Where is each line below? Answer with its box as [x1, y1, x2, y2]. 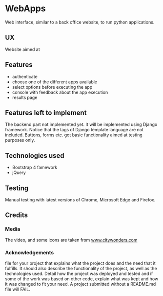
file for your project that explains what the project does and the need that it [5, 260, 156, 266]
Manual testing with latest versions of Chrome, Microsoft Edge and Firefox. [5, 197, 156, 202]
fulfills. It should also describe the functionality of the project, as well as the [5, 265, 157, 271]
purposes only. [5, 137, 35, 143]
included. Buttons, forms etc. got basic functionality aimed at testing [5, 132, 143, 138]
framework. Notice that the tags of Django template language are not [5, 127, 144, 133]
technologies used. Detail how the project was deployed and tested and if [5, 271, 153, 276]
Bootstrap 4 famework [12, 165, 58, 171]
